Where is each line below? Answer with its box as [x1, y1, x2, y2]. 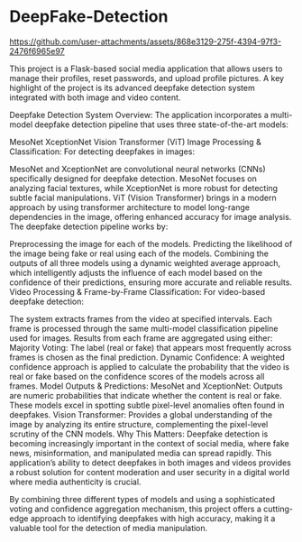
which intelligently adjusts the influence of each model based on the [9, 267, 263, 278]
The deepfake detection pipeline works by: [9, 221, 169, 232]
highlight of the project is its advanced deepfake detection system [9, 82, 255, 93]
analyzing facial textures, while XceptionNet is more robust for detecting [9, 182, 278, 193]
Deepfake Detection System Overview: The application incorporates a [9, 109, 269, 120]
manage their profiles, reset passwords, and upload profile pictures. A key [9, 72, 285, 83]
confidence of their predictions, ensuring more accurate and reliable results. [9, 277, 293, 288]
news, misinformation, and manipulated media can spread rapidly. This [9, 447, 272, 458]
